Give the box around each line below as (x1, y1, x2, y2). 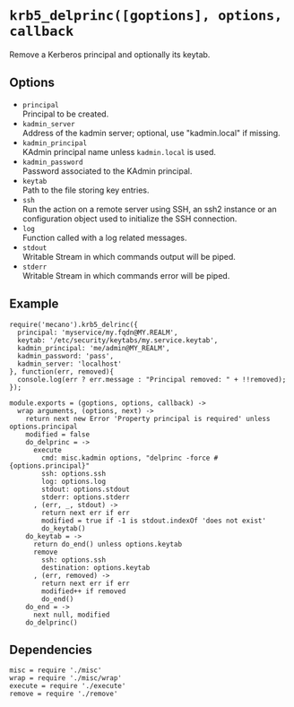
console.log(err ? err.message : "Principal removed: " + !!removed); (17, 375, 287, 384)
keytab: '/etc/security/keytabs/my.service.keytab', (17, 335, 219, 345)
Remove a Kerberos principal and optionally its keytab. (9, 48, 211, 60)
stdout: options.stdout (41, 485, 130, 494)
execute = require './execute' (9, 682, 126, 691)
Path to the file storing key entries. (22, 185, 150, 195)
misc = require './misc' (9, 666, 102, 675)
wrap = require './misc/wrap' (9, 674, 123, 683)
